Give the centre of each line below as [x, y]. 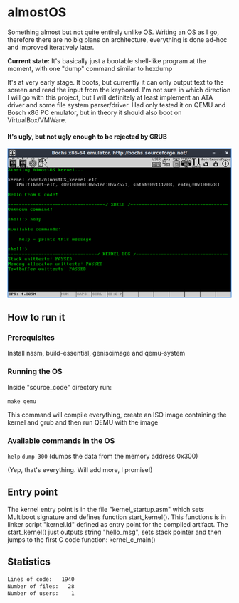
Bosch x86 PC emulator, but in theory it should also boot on [95, 112]
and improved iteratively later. [51, 47]
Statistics [29, 562]
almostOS [37, 12]
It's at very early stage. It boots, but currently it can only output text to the [116, 82]
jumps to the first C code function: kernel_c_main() [81, 539]
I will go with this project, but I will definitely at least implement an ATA [110, 97]
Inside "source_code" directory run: [60, 387]
